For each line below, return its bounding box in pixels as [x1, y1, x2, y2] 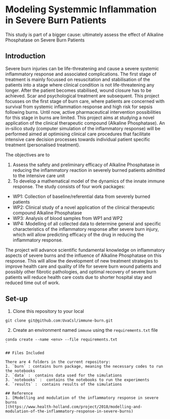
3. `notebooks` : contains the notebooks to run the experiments [5, 377, 150, 383]
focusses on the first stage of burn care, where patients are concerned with [5, 98, 165, 104]
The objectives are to [5, 151, 50, 157]
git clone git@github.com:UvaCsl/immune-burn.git [5, 318, 113, 323]
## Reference [5, 391, 33, 396]
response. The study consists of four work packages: [12, 183, 126, 189]
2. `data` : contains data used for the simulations [5, 373, 123, 378]
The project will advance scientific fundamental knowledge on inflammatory [5, 247, 165, 253]
